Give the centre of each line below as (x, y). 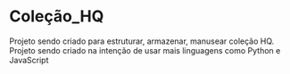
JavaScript (29, 60)
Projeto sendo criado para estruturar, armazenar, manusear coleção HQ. (142, 41)
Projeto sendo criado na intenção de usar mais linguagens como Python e (145, 50)
